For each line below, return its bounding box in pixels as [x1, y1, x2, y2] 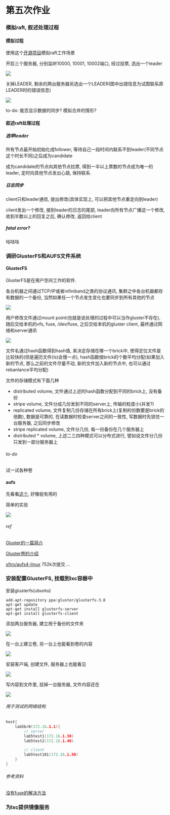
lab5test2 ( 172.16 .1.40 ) [24, 738, 74, 743]
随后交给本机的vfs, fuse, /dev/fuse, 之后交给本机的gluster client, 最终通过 [6, 321, 158, 327]
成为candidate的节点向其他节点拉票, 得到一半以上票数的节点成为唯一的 [6, 163, 153, 169]
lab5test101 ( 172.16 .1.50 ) [24, 752, 79, 757]
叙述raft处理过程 [6, 120, 40, 126]
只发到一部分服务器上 [13, 439, 58, 445]
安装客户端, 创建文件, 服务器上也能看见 [6, 661, 87, 667]
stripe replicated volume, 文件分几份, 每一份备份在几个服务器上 [13, 426, 144, 432]
